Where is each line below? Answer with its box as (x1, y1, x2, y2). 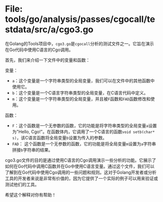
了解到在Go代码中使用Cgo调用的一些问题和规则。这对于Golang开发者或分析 (5, 169, 157, 175)
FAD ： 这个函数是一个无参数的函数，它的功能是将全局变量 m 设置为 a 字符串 (12, 141, 156, 147)
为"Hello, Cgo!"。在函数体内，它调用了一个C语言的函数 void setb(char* (12, 129, 155, 135)
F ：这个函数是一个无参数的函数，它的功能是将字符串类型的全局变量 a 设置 (12, 122, 157, 128)
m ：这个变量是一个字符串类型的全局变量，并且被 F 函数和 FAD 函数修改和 (12, 96, 151, 101)
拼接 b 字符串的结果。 (12, 147, 53, 152)
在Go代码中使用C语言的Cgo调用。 (5, 47, 74, 52)
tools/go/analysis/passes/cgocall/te (5, 14, 155, 25)
